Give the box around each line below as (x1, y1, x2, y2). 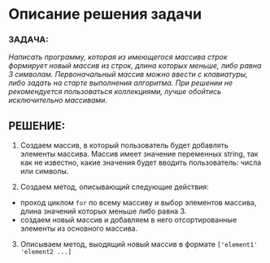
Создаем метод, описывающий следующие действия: (20, 182, 209, 192)
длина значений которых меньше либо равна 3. (20, 206, 187, 216)
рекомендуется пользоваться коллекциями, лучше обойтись (8, 87, 222, 97)
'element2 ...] (20, 248, 72, 257)
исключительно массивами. (8, 95, 108, 106)
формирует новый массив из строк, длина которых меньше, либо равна (8, 61, 262, 71)
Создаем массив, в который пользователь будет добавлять (20, 140, 229, 150)
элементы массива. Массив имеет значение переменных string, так (20, 149, 259, 159)
